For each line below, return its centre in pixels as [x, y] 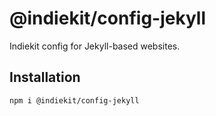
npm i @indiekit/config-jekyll [74, 100]
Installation [45, 77]
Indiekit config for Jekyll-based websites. [95, 46]
